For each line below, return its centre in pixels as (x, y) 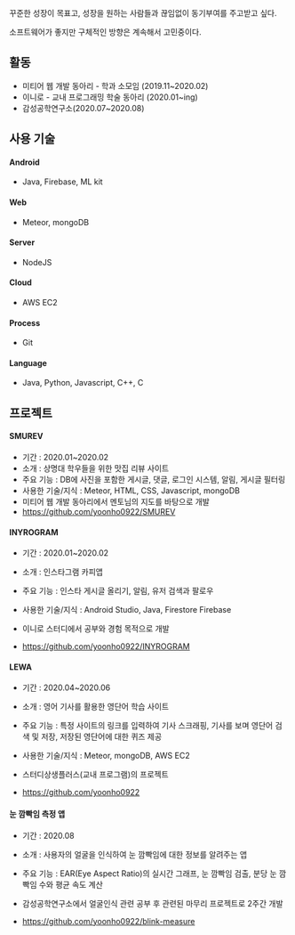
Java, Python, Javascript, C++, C (83, 383)
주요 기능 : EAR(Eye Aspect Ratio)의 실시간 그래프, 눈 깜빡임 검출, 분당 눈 (149, 873)
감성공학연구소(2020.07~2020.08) (83, 108)
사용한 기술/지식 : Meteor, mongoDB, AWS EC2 (106, 756)
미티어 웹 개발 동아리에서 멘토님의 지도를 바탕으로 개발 (116, 502)
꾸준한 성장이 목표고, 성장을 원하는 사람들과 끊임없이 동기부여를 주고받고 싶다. (143, 13)
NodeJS (37, 262)
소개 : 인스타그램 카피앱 (63, 572)
